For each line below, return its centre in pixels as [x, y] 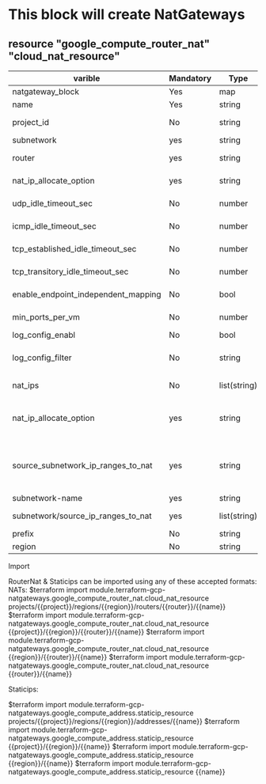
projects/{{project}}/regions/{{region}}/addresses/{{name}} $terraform [124, 721]
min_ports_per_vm [46, 317]
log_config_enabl [44, 335]
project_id [31, 122]
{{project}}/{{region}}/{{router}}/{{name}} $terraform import [106, 632]
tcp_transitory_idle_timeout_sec [70, 272]
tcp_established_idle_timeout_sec [74, 249]
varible [87, 78]
